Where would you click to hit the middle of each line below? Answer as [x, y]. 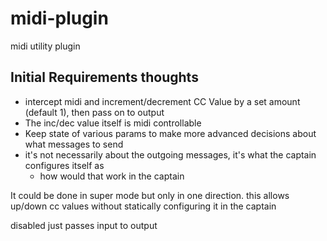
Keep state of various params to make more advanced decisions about [170, 133]
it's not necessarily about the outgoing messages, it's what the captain [170, 154]
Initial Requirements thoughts [104, 77]
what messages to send [74, 144]
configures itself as [64, 165]
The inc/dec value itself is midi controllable [113, 123]
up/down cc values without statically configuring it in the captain [143, 206]
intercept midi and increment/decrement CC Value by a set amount [162, 101]
